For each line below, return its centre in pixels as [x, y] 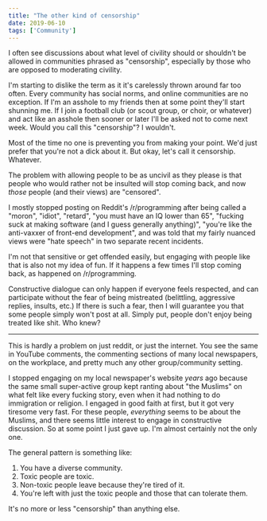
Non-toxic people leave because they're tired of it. [102, 485]
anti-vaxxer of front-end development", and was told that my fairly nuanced [132, 233]
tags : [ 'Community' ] [43, 30]
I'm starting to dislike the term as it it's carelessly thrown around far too [125, 85]
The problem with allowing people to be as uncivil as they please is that [125, 175]
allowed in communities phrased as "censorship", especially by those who [130, 61]
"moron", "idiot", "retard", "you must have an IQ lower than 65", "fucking [126, 216]
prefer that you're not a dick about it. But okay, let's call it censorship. [122, 151]
